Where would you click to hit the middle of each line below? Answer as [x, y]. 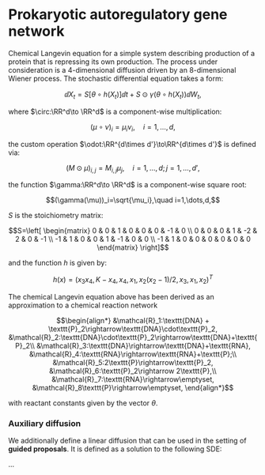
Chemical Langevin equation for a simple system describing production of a [132, 53]
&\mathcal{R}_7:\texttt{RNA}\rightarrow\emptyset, [133, 379]
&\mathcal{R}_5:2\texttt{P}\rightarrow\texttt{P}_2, [133, 362]
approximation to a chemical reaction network [83, 305]
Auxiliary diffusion [45, 423]
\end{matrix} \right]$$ [133, 247]
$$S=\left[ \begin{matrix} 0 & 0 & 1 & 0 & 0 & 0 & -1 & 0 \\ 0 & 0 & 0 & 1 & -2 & [133, 231]
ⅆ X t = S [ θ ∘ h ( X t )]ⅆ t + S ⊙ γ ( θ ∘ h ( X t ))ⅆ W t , [133, 95]
